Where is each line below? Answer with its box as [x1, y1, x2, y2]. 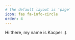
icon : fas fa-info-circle [5, 12, 58, 17]
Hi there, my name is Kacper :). [5, 30, 68, 36]
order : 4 [5, 16, 23, 21]
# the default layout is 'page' [5, 7, 71, 12]
